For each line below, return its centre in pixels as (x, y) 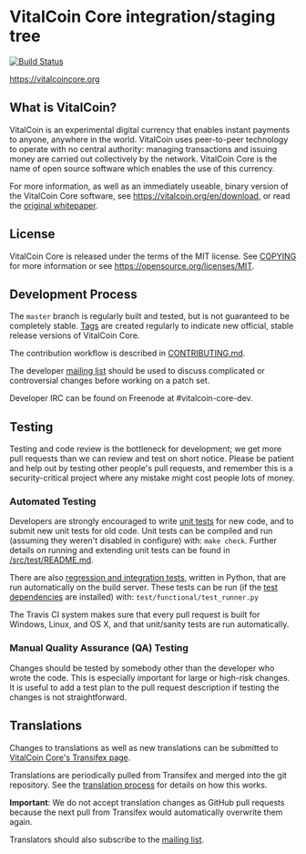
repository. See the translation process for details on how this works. (138, 785)
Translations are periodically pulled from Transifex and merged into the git (148, 775)
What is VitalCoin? (63, 108)
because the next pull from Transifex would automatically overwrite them (146, 812)
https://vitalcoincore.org (55, 78)
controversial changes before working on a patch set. (110, 381)
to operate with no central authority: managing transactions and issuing (143, 149)
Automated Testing (53, 501)
